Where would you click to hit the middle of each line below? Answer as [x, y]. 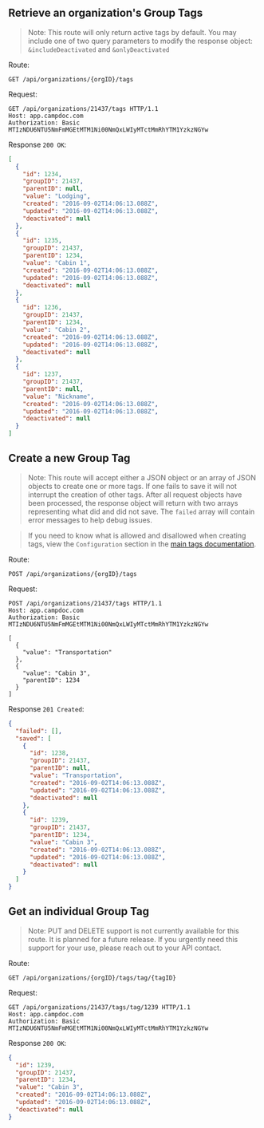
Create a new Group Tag [69, 458]
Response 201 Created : [46, 708]
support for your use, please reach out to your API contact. [124, 948]
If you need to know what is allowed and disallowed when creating [137, 535]
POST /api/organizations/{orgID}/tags [73, 574]
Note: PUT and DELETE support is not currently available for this [133, 931]
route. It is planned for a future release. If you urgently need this [133, 939]
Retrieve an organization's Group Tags [106, 13]
